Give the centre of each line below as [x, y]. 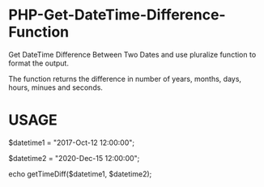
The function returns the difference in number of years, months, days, [125, 79]
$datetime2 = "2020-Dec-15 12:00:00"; [74, 158]
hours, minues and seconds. [56, 87]
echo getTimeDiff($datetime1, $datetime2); [80, 174]
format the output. [38, 63]
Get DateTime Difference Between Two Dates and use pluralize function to [132, 54]
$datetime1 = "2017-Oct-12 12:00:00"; [72, 142]
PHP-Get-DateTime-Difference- [117, 15]
